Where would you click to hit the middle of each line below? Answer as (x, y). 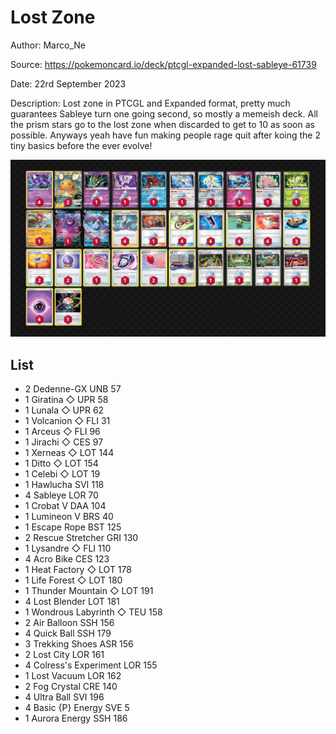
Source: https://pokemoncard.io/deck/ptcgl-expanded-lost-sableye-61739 (163, 64)
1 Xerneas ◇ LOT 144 (69, 453)
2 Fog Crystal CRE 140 (71, 687)
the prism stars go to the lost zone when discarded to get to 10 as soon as (162, 124)
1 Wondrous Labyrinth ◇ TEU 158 (93, 612)
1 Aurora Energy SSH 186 (76, 718)
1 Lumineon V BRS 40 (69, 517)
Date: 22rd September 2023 (68, 83)
